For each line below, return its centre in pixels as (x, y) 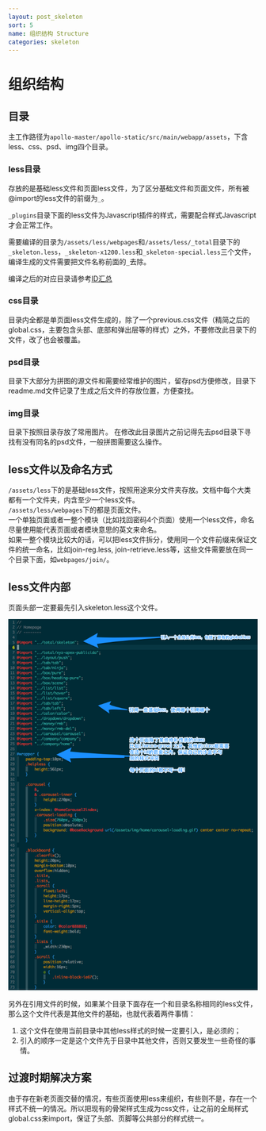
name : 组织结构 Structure (49, 33)
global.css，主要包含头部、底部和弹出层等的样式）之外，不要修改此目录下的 (133, 329)
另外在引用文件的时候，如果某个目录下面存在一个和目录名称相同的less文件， (133, 1004)
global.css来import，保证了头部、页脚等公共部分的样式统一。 (108, 1118)
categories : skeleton (44, 42)
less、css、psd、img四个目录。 (60, 147)
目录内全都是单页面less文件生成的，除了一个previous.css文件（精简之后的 (129, 319)
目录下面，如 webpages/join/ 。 (64, 560)
